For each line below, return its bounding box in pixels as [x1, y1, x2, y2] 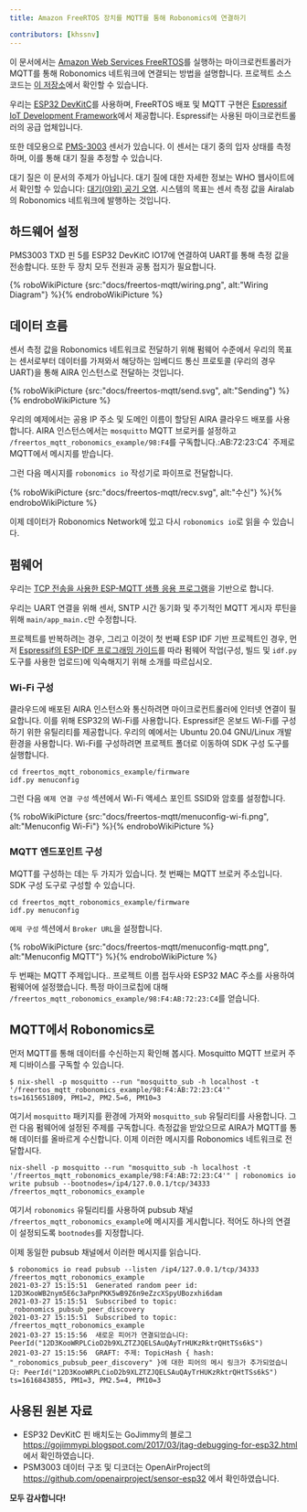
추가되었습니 [249, 1358, 288, 1367]
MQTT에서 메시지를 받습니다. [9, 448, 114, 459]
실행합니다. [9, 749, 49, 760]
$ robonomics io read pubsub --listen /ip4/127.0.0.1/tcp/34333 [9, 1265, 259, 1274]
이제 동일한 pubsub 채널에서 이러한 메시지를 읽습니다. [9, 1247, 201, 1258]
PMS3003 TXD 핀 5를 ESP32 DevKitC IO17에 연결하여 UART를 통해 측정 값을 [9, 250, 290, 261]
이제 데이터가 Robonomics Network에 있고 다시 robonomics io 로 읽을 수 [9, 516, 270, 527]
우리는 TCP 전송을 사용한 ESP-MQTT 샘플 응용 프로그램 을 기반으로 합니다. [9, 583, 274, 594]
